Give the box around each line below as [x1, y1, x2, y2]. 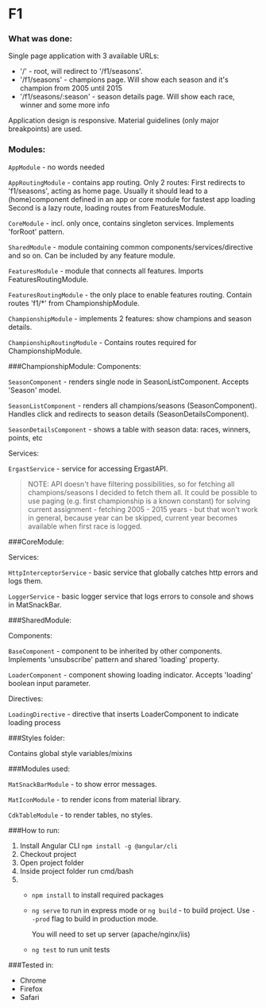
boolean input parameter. [8, 678, 91, 688]
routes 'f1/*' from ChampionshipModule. [8, 298, 141, 308]
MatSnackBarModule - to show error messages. [8, 779, 157, 789]
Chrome [19, 975, 47, 985]
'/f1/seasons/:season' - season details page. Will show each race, [19, 92, 236, 102]
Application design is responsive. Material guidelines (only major [8, 116, 220, 126]
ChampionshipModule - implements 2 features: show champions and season [8, 313, 253, 323]
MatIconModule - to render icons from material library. [8, 794, 181, 804]
